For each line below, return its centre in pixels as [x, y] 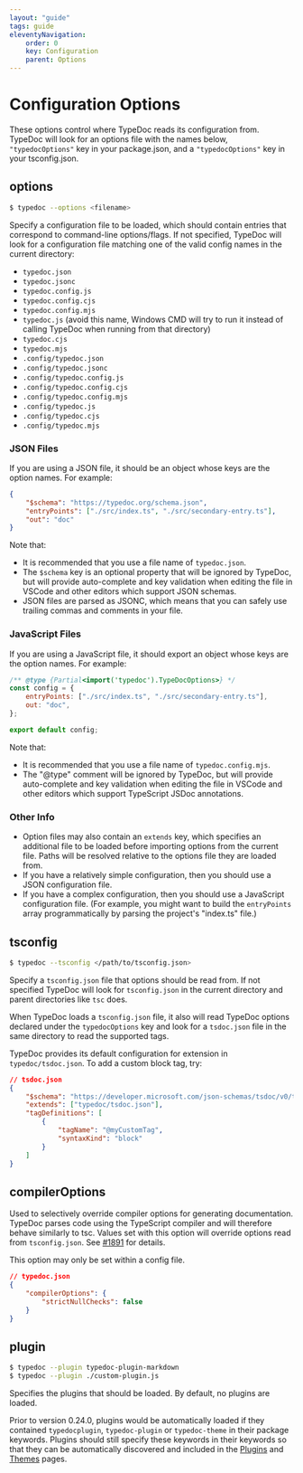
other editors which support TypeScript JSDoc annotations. [133, 793]
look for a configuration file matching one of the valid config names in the [146, 244]
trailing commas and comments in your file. [102, 610]
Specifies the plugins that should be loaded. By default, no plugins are [140, 1393]
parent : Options [56, 60]
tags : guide [32, 26]
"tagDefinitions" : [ [64, 1113]
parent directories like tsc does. [69, 999]
